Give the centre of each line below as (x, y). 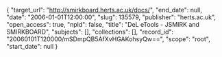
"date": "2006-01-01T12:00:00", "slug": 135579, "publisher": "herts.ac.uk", (111, 17)
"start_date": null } (32, 46)
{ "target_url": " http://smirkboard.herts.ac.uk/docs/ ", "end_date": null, (104, 10)
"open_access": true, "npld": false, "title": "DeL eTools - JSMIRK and (103, 24)
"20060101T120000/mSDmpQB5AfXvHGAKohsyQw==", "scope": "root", (108, 39)
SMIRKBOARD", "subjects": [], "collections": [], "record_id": (90, 32)
